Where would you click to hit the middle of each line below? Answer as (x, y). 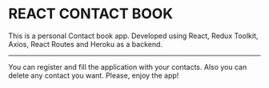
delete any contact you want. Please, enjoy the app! (94, 75)
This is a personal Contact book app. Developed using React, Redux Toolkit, (133, 36)
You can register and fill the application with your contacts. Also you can (128, 67)
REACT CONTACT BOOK (91, 14)
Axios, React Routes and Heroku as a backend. (85, 44)
